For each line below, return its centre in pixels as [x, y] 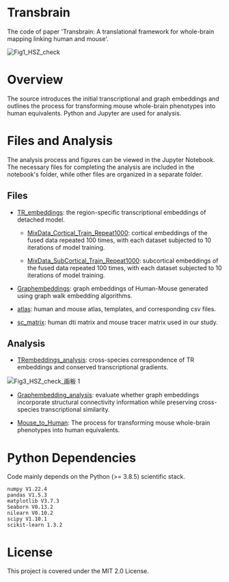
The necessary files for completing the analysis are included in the [101, 167]
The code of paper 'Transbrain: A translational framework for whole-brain [111, 31]
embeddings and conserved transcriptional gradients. [93, 367]
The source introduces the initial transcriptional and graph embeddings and [113, 98]
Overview [35, 80]
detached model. [41, 220]
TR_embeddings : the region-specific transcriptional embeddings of [111, 212]
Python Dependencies [72, 458]
